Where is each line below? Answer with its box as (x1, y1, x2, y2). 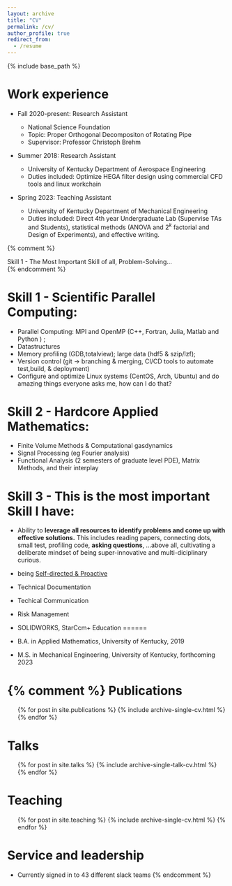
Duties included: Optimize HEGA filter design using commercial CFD (27, 172, 223, 180)
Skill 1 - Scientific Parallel (7, 289, 155, 305)
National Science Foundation (27, 123, 111, 131)
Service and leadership (7, 848, 144, 864)
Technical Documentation (17, 583, 91, 591)
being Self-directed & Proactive (17, 569, 108, 578)
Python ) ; (17, 335, 46, 343)
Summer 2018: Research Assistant (17, 151, 116, 159)
